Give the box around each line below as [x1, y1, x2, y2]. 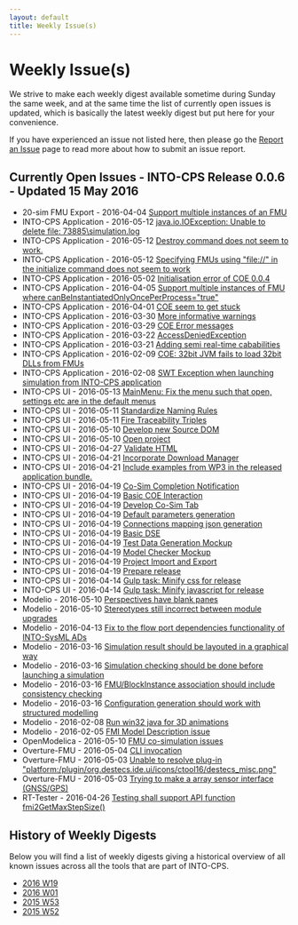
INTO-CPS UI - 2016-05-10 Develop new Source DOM [21, 424, 220, 435]
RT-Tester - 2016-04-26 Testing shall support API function [21, 793, 236, 803]
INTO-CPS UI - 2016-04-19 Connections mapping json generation [21, 519, 263, 530]
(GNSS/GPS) [21, 783, 69, 793]
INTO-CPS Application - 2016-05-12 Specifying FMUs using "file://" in [21, 254, 278, 265]
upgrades [21, 613, 58, 624]
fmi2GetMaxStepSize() [21, 801, 106, 813]
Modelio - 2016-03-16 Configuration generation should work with [21, 698, 262, 709]
